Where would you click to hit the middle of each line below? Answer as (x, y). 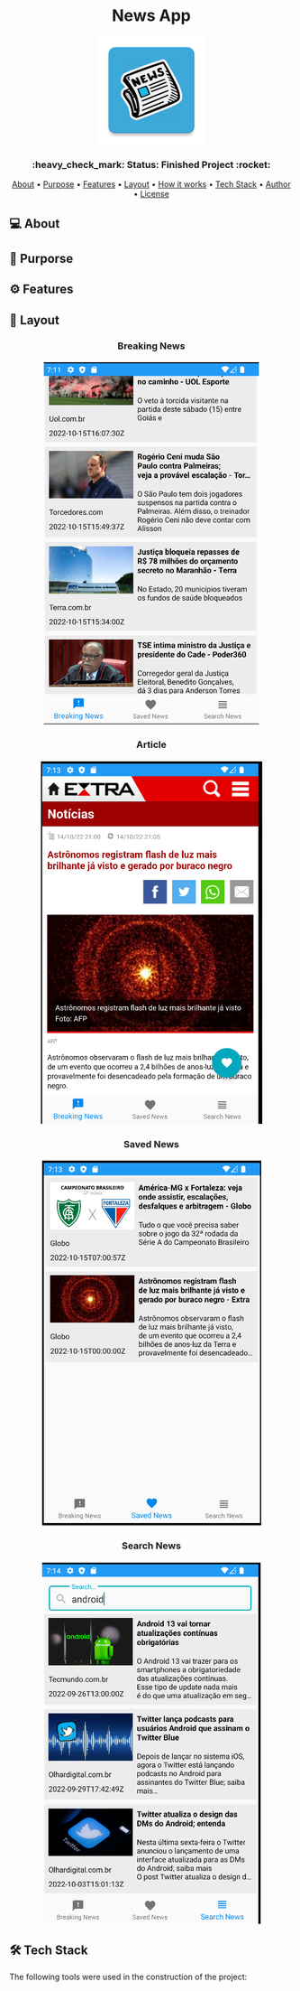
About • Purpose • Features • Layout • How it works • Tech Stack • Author (151, 184)
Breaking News (151, 346)
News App (151, 16)
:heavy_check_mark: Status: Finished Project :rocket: (151, 164)
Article (151, 744)
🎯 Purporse (41, 259)
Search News (151, 1546)
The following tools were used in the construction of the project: (128, 1977)
